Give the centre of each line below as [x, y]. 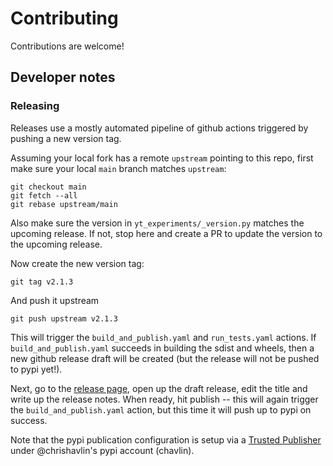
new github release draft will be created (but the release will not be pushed [165, 358]
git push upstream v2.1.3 [64, 318]
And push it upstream [55, 300]
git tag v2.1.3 [42, 282]
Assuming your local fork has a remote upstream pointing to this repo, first [162, 158]
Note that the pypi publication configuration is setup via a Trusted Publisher [166, 439]
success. [29, 420]
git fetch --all [44, 195]
